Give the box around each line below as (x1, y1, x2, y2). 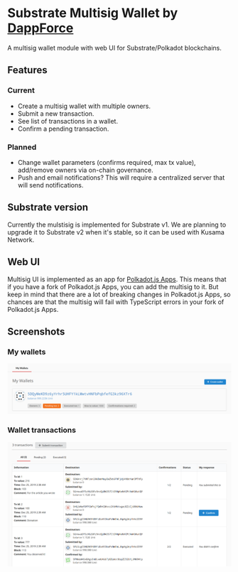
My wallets (7, 347, 46, 357)
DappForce (7, 20, 74, 36)
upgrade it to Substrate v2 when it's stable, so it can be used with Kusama (7, 227, 225, 236)
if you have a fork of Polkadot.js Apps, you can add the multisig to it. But (7, 282, 219, 291)
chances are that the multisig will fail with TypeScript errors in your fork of (7, 297, 225, 306)
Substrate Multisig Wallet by (7, 5, 178, 21)
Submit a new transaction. (17, 109, 94, 118)
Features (7, 64, 48, 76)
